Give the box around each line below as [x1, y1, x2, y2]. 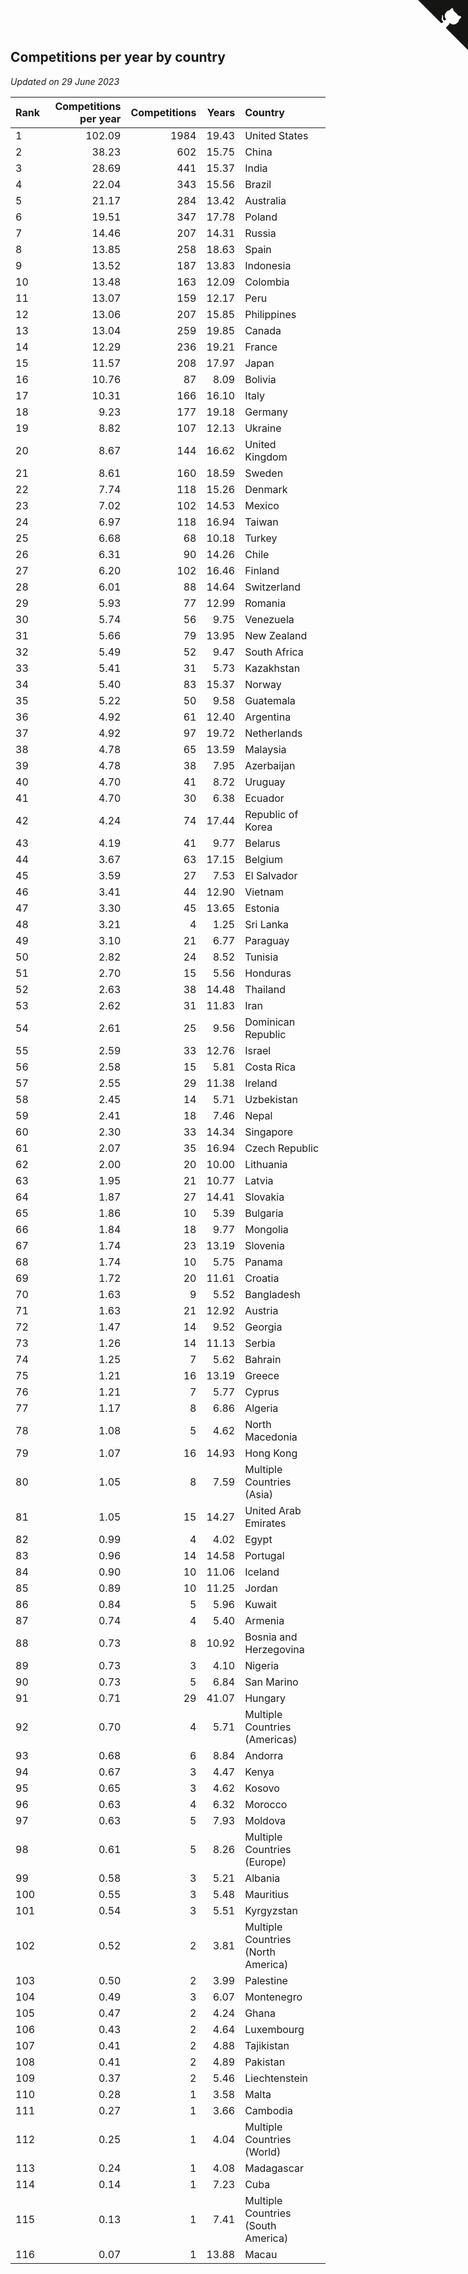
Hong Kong [244, 1446, 298, 1460]
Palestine [244, 1973, 288, 1987]
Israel [244, 1043, 272, 1057]
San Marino [244, 1675, 299, 1689]
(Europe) [244, 1855, 287, 1869]
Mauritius [244, 1887, 290, 1901]
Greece [244, 1368, 280, 1382]
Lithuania [244, 1157, 288, 1171]
